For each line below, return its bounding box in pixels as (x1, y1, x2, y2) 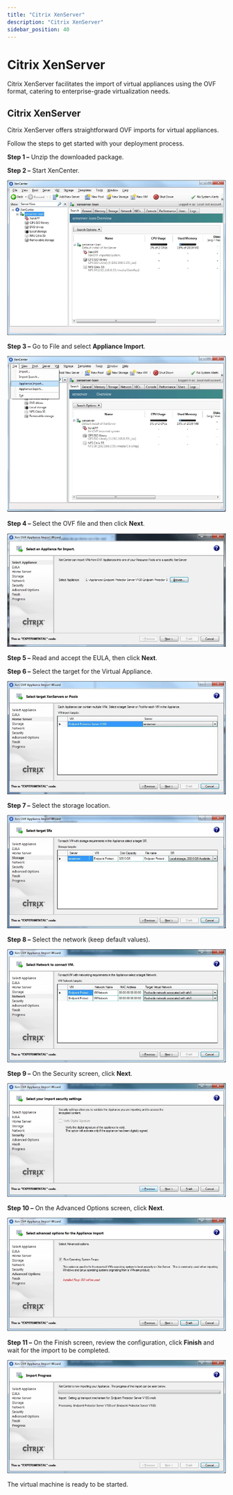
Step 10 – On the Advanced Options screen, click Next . (7, 1203, 165, 1212)
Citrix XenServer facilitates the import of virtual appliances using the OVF (7, 80, 216, 88)
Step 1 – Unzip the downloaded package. (7, 153, 124, 162)
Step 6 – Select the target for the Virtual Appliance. (7, 667, 153, 675)
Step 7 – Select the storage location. (7, 801, 111, 810)
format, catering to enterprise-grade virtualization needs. (7, 87, 171, 95)
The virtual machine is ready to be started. (7, 1480, 128, 1488)
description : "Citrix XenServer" (7, 18, 104, 26)
